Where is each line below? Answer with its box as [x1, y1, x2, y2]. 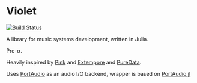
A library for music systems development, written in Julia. [6, 35, 148, 42]
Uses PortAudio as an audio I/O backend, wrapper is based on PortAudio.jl [6, 70, 191, 77]
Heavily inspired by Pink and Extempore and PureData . [6, 59, 142, 66]
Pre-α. [6, 47, 22, 54]
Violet [6, 4, 37, 18]
